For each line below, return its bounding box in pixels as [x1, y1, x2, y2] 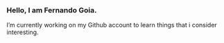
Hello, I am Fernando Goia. [6, 5, 97, 15]
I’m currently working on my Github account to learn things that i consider [6, 21, 218, 29]
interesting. [6, 28, 39, 36]
